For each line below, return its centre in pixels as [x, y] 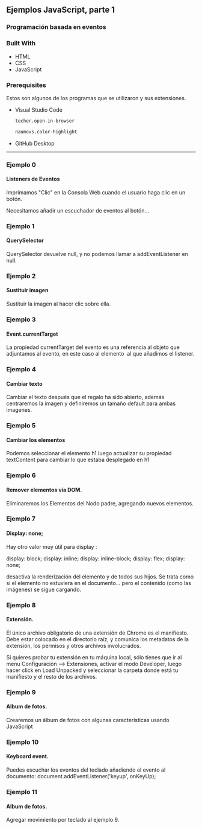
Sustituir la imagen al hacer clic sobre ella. [59, 304]
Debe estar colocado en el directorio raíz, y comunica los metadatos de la [98, 639]
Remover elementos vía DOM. [44, 490]
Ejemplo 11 [22, 792]
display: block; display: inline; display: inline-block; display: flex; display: [96, 559]
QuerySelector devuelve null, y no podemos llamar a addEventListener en [97, 254]
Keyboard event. [28, 757]
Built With [21, 43]
